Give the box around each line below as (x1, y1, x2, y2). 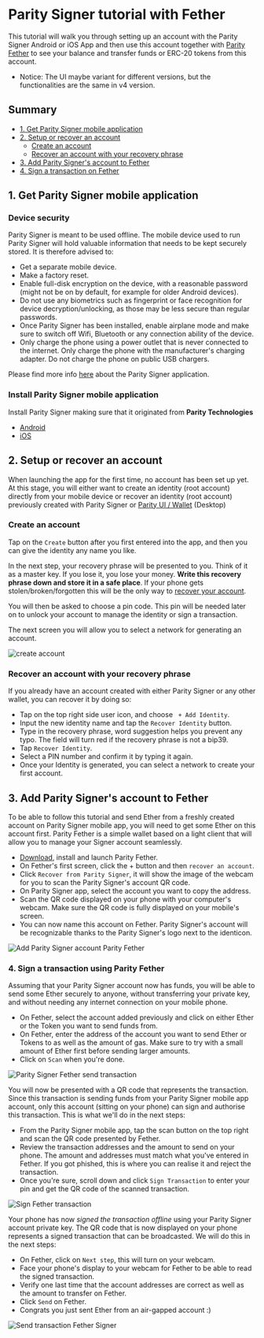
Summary (8, 103, 57, 117)
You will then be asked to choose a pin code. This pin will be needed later (8, 601, 246, 611)
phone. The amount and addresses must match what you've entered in (19, 1150, 249, 1160)
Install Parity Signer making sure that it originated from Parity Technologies (8, 407, 254, 417)
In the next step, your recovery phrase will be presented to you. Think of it (8, 561, 248, 571)
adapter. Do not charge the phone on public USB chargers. (19, 355, 210, 364)
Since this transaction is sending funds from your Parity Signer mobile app (8, 1094, 249, 1103)
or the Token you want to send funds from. (19, 1021, 159, 1031)
